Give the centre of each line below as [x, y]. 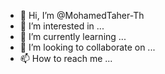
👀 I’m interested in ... [62, 26]
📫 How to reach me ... [66, 58]
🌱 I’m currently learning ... [73, 36]
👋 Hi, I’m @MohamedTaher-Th [82, 15]
